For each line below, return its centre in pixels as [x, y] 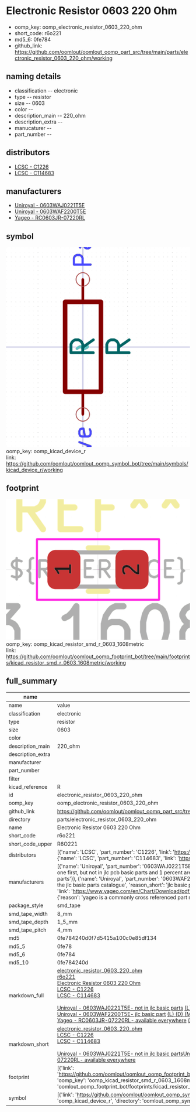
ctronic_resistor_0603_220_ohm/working [63, 58]
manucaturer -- [33, 128]
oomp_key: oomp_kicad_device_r [46, 451]
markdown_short [29, 1044]
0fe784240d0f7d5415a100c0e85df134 [107, 938]
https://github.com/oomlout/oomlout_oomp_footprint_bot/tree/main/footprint [98, 656]
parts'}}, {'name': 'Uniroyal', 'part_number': [108, 879]
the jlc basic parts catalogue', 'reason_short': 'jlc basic [122, 885]
